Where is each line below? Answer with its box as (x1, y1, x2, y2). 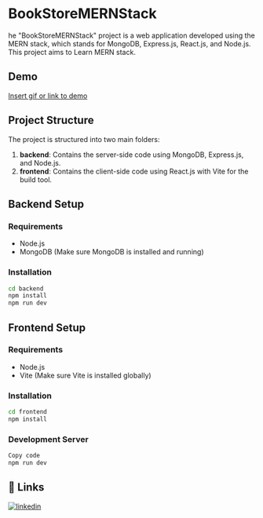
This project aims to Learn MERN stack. (8, 47, 136, 57)
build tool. (19, 174, 53, 184)
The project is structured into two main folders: (8, 134, 160, 144)
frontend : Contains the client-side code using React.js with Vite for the (19, 166, 249, 176)
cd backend (8, 284, 44, 293)
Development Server (8, 433, 89, 444)
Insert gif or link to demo (8, 91, 88, 100)
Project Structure (8, 114, 94, 127)
